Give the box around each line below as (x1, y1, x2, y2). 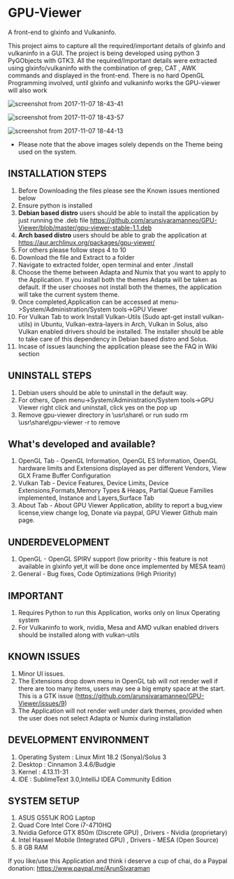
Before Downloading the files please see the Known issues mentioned (17, 186, 220, 195)
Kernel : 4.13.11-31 (17, 767, 69, 776)
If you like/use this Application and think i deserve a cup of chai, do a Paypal (8, 857, 228, 865)
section (17, 349, 40, 357)
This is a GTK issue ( (17, 691, 78, 700)
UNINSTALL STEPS (8, 370, 92, 382)
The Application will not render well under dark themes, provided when (17, 707, 223, 715)
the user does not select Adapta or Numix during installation (17, 714, 191, 722)
